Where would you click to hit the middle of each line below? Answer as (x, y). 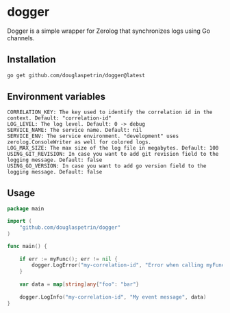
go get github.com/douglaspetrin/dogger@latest (76, 75)
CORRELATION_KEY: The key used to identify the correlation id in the (110, 112)
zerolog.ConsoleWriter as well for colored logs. (79, 142)
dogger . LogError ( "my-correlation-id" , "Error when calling (118, 265)
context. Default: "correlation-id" (59, 118)
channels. (21, 38)
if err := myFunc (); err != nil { (68, 259)
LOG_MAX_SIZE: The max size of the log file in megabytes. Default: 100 (113, 148)
